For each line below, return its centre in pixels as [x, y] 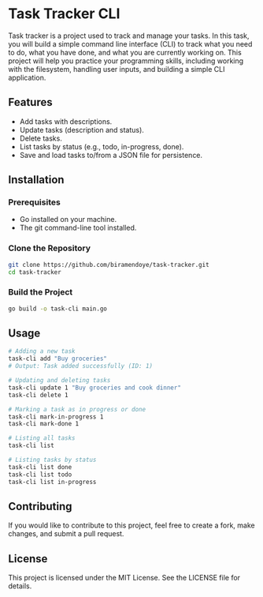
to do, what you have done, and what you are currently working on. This [125, 52]
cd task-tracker [35, 272]
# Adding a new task [42, 351]
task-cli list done [40, 467]
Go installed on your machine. [68, 220]
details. [20, 586]
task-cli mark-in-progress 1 [56, 417]
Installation [36, 180]
